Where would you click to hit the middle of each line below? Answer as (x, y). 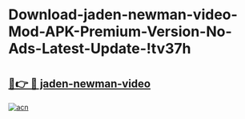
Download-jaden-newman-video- (123, 15)
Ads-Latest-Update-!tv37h (100, 49)
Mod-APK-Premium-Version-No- (120, 32)
